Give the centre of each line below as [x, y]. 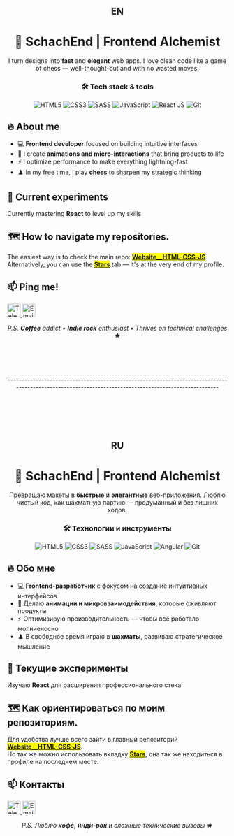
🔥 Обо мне [31, 569]
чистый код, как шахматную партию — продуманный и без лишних [117, 503]
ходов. [117, 510]
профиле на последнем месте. [53, 762]
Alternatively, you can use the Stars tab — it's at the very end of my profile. [116, 264]
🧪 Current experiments [58, 197]
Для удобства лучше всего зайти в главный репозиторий [93, 740]
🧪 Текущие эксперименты [68, 668]
